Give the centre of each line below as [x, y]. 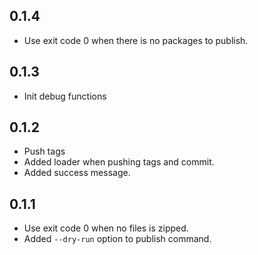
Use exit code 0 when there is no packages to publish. [136, 40]
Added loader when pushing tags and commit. [119, 162]
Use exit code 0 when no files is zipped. [106, 228]
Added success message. [77, 173]
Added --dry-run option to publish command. [117, 239]
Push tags [44, 151]
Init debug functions [65, 96]
